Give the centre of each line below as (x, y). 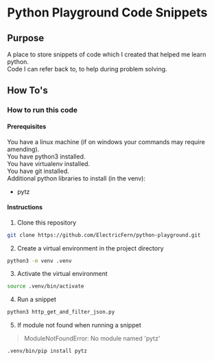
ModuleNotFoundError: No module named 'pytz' (92, 338)
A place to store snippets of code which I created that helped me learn (107, 54)
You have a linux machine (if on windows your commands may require (106, 141)
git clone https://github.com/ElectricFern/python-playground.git (104, 235)
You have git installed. (38, 171)
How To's (27, 91)
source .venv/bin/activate (46, 286)
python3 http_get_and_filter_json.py (61, 312)
